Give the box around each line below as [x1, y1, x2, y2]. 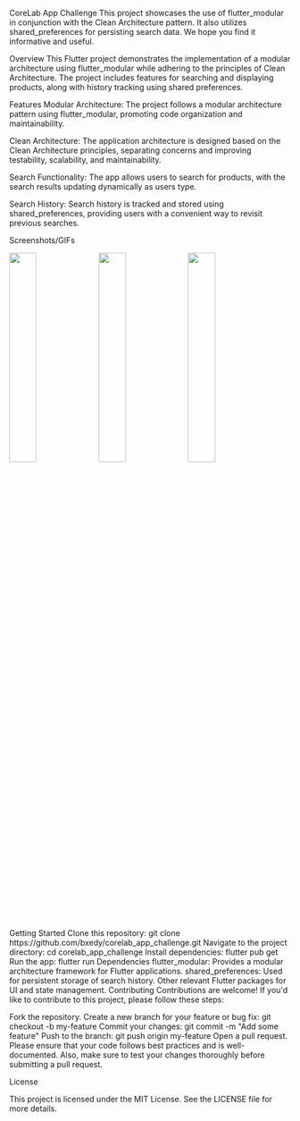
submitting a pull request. [9, 1059, 103, 1069]
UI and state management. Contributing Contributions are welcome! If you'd [9, 985, 288, 995]
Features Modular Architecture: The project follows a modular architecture [9, 99, 282, 110]
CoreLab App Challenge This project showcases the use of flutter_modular [9, 8, 284, 18]
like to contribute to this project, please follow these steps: [9, 994, 225, 1005]
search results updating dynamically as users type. [9, 181, 197, 191]
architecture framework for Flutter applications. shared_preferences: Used [9, 965, 283, 976]
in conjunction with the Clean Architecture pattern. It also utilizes [9, 17, 247, 28]
